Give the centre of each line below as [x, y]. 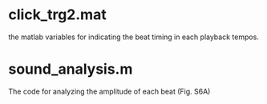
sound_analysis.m [71, 69]
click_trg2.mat [57, 15]
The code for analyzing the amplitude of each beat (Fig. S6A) [109, 91]
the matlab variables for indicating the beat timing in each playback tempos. [133, 37]
